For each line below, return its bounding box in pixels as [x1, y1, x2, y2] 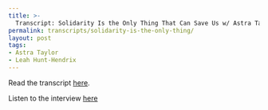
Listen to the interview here [8, 93, 98, 103]
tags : [8, 41, 26, 49]
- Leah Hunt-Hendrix [8, 57, 77, 65]
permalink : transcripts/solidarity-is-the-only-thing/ [8, 26, 195, 34]
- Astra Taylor [8, 49, 59, 57]
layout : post [8, 33, 52, 42]
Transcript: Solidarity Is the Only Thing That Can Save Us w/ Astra [15, 19, 251, 27]
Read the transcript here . [8, 77, 90, 88]
